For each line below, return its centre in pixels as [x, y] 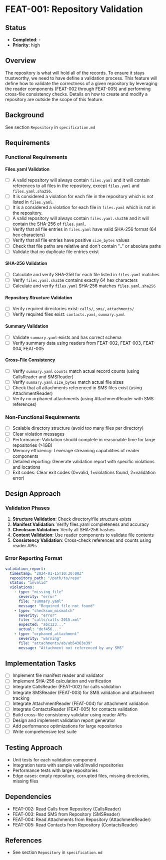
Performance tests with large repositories [55, 770]
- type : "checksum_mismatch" [44, 611]
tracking [21, 698]
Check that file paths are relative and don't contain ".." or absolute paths [87, 246]
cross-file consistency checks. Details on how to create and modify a [76, 94]
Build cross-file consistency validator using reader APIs [69, 714]
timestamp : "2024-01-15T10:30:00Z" [47, 573]
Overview [21, 61]
